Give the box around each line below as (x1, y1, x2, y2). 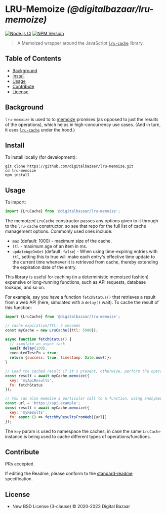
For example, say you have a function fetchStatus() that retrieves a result (5, 294, 156, 300)
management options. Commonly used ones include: (5, 228, 113, 234)
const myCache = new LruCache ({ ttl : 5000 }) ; (5, 327, 98, 333)
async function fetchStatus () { (5, 336, 72, 342)
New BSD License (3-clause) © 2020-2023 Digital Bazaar (12, 504, 130, 510)
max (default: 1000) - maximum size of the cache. (12, 238, 112, 244)
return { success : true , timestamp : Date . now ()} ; (9, 355, 112, 360)
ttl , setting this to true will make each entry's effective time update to (12, 254, 155, 260)
